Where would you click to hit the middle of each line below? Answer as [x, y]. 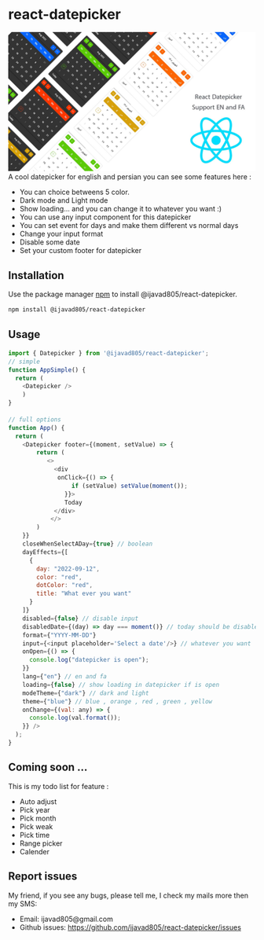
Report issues [43, 877]
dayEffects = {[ [45, 552]
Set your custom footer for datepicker [81, 251]
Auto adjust [38, 801]
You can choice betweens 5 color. [74, 192]
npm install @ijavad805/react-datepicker [77, 310]
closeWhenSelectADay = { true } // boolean [88, 544]
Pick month [38, 818]
